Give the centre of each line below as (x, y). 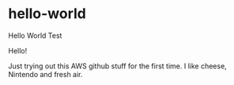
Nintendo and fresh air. (45, 74)
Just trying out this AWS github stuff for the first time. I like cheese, (117, 66)
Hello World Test (35, 35)
